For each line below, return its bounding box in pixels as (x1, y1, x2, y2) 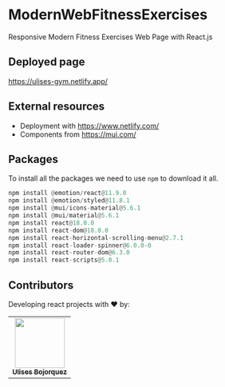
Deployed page (8, 55, 85, 69)
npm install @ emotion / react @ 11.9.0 (8, 190, 127, 197)
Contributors (8, 278, 74, 292)
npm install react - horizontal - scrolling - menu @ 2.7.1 (8, 233, 184, 241)
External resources (8, 100, 105, 114)
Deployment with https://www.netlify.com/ (19, 121, 160, 130)
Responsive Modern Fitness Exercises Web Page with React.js (8, 32, 213, 42)
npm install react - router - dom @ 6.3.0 (8, 249, 130, 257)
